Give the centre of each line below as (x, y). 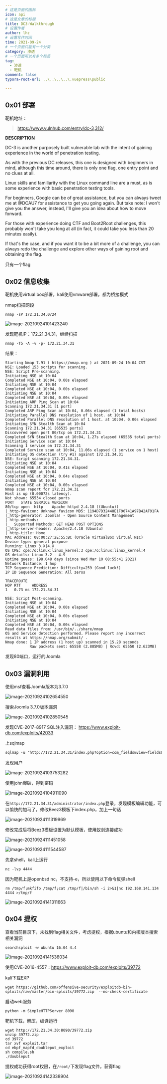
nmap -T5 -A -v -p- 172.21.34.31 (40, 344)
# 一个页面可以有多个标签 (28, 56)
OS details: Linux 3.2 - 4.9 (35, 555)
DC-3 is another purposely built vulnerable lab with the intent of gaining (79, 147)
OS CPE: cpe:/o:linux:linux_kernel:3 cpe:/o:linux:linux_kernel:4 (75, 551)
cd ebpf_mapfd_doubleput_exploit (40, 1048)
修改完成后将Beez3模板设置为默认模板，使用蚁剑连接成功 (64, 830)
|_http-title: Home (25, 533)
